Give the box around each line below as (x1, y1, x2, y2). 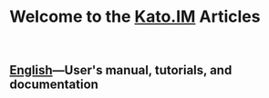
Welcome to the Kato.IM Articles (9, 6, 261, 27)
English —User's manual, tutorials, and (9, 63, 233, 78)
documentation (9, 77, 98, 93)
